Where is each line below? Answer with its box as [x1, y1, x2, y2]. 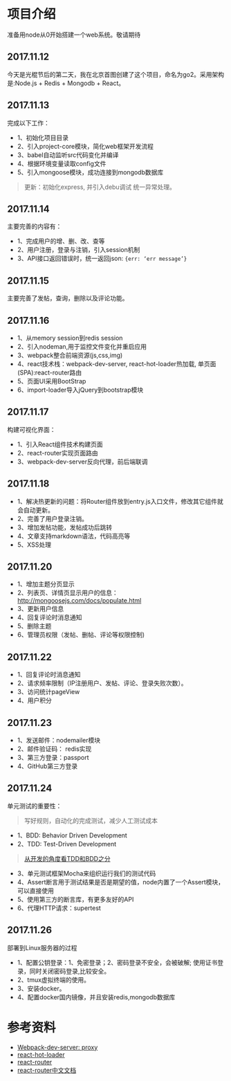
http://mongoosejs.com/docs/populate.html [17, 597, 142, 605]
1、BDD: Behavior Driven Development [17, 831, 128, 839]
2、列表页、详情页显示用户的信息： [17, 589, 119, 597]
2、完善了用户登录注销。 [17, 514, 89, 523]
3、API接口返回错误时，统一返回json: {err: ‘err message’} [17, 254, 187, 263]
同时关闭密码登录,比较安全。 [29, 967, 111, 975]
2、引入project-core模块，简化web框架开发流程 [17, 142, 154, 150]
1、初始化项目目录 [17, 133, 69, 142]
